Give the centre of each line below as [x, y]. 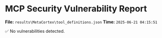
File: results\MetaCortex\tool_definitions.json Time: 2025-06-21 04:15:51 [81, 22]
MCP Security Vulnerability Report [76, 9]
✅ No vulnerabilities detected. [35, 31]
